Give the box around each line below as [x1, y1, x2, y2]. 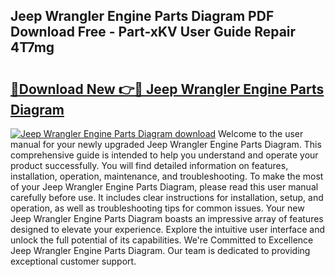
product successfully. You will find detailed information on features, [10, 160, 289, 171]
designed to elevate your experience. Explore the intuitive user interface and [10, 224, 326, 235]
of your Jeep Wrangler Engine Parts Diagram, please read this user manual [10, 181, 319, 193]
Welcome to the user [218, 128, 304, 139]
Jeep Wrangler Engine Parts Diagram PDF [10, 8, 275, 25]
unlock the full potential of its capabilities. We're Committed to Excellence [10, 234, 314, 246]
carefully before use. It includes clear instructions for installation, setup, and [10, 192, 324, 203]
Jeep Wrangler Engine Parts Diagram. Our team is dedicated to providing [10, 245, 311, 256]
